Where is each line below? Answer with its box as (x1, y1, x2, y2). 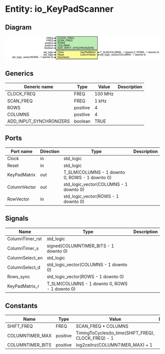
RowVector (7, 196, 29, 202)
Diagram (5, 23, 32, 32)
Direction (40, 149, 60, 155)
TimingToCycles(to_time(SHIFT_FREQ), (76, 330, 155, 336)
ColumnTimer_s (7, 245, 39, 252)
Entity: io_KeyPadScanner (5, 3, 114, 15)
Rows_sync (7, 274, 30, 280)
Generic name (24, 84, 54, 90)
